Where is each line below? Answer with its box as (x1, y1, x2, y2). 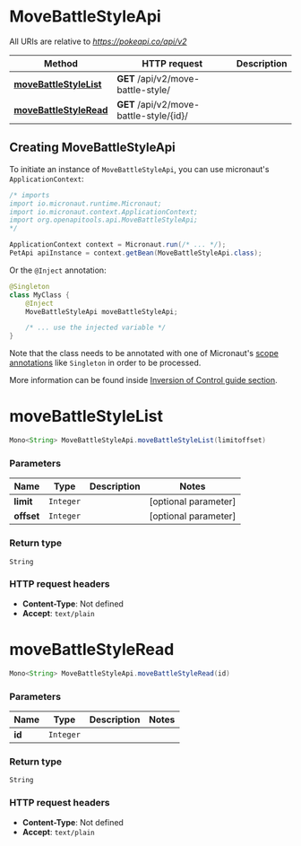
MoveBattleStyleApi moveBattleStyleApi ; (25, 307, 178, 316)
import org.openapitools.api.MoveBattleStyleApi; (9, 215, 199, 225)
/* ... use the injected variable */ (25, 323, 167, 333)
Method (43, 57, 79, 69)
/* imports (9, 190, 50, 199)
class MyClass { (9, 290, 70, 300)
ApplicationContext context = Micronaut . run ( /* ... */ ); (9, 240, 227, 249)
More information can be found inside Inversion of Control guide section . (9, 375, 278, 386)
